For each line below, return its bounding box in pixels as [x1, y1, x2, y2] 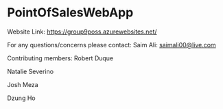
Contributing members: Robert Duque [7, 53, 114, 62]
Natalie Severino [7, 67, 54, 75]
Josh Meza [7, 80, 39, 88]
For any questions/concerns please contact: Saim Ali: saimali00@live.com [7, 40, 216, 49]
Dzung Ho [7, 94, 36, 102]
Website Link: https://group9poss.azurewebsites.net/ [7, 27, 157, 36]
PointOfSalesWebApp [7, 5, 134, 21]
